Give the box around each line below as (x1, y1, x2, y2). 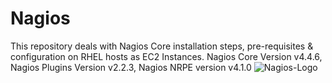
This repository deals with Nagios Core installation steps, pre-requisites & (10, 40, 314, 52)
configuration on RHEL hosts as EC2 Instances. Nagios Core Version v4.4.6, (10, 50, 323, 62)
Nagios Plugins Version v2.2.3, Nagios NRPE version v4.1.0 (10, 61, 252, 73)
